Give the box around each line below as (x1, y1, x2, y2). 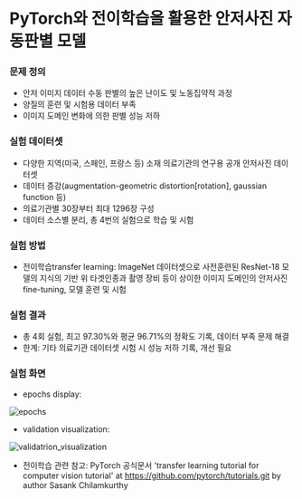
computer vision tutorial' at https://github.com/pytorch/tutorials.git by (22, 470, 282, 481)
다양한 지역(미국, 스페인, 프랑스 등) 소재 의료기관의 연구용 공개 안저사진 (22, 158, 272, 168)
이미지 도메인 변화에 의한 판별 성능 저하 (22, 110, 161, 121)
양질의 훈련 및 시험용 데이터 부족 (22, 99, 137, 110)
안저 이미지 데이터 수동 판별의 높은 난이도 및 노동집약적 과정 (22, 88, 233, 99)
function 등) (22, 191, 67, 202)
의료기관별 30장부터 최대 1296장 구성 (22, 203, 156, 214)
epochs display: (22, 389, 82, 399)
